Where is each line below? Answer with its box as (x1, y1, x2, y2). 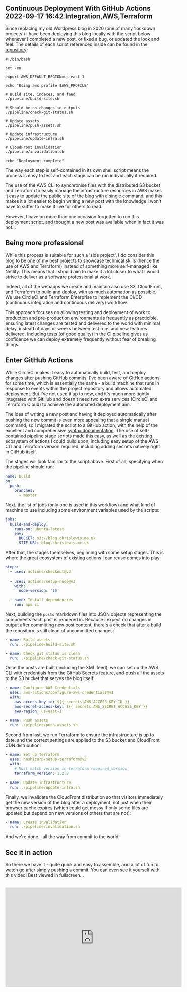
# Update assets (5, 118, 39, 123)
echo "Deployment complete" (5, 158, 65, 163)
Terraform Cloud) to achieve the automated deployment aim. (5, 401, 131, 408)
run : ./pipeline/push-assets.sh (10, 722, 78, 727)
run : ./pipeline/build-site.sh (10, 642, 76, 647)
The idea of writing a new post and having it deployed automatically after (5, 411, 157, 417)
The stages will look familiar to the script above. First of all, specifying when (5, 459, 163, 465)
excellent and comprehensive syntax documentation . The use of (5, 428, 139, 434)
